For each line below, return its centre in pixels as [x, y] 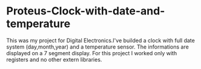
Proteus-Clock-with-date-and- [86, 11]
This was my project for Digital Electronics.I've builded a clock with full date [100, 40]
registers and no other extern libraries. [54, 59]
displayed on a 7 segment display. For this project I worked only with [92, 53]
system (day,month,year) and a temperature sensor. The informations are [97, 47]
